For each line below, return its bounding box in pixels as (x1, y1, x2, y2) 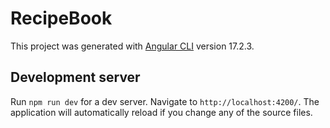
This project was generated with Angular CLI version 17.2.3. (10, 40, 255, 52)
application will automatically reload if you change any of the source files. (10, 106, 313, 118)
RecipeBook (10, 7, 113, 30)
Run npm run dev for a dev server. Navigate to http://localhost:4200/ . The (10, 95, 320, 107)
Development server (10, 69, 141, 86)
